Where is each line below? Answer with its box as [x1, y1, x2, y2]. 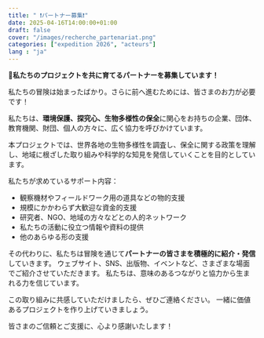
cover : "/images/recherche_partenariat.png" [8, 33, 156, 42]
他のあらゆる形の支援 [19, 232, 89, 242]
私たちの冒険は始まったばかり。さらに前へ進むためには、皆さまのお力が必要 [8, 87, 256, 96]
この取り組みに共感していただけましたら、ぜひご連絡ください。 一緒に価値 [8, 295, 251, 304]
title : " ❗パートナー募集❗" [8, 11, 89, 20]
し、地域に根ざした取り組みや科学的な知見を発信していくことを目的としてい [8, 150, 256, 159]
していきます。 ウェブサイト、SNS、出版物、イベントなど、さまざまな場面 [8, 259, 250, 267]
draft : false [8, 26, 51, 34]
